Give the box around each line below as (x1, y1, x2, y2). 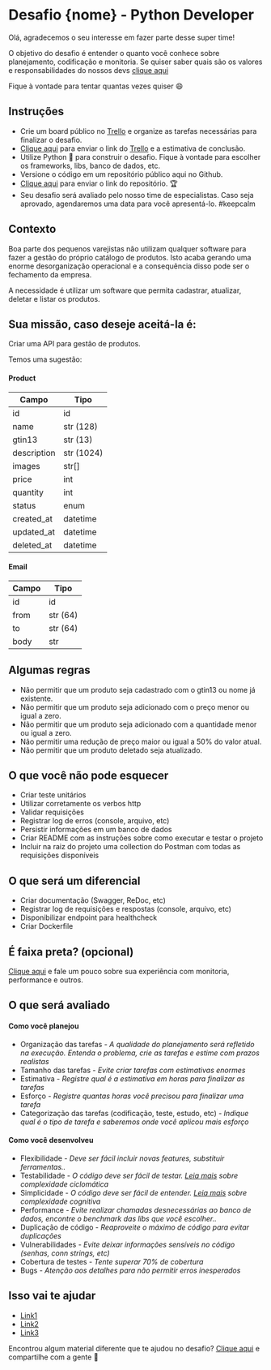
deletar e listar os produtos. (8, 294, 100, 303)
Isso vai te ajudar (8, 1289, 96, 1303)
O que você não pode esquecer (8, 768, 169, 782)
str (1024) (63, 447, 104, 458)
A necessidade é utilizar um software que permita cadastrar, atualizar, (8, 286, 242, 295)
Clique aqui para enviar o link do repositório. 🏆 (19, 178, 178, 188)
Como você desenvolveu (8, 1136, 94, 1145)
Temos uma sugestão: (8, 354, 83, 364)
